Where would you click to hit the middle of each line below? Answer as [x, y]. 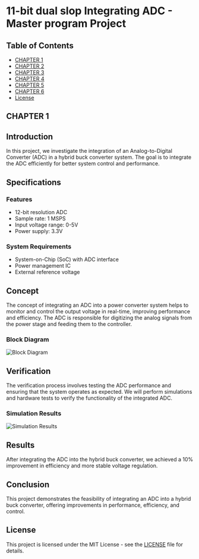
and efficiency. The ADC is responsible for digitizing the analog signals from [99, 318]
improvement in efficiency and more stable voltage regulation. [82, 466]
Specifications [34, 182]
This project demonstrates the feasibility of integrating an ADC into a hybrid [99, 499]
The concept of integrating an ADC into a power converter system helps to [97, 305]
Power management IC [43, 266]
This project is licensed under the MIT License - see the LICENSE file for [94, 544]
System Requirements [39, 246]
